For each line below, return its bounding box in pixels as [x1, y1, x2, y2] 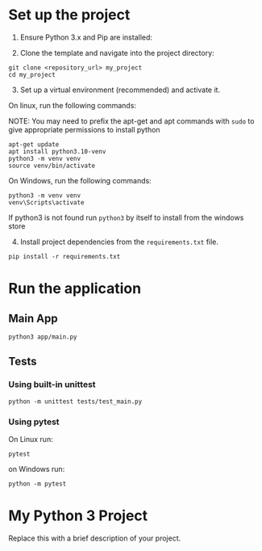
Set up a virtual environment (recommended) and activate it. [19, 85, 220, 95]
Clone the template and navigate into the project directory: [19, 48, 215, 57]
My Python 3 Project [8, 507, 148, 525]
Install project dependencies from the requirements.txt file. [19, 237, 219, 246]
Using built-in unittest [8, 379, 96, 390]
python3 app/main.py [8, 333, 78, 341]
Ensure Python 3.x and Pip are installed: [19, 32, 153, 42]
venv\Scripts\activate [8, 198, 85, 207]
